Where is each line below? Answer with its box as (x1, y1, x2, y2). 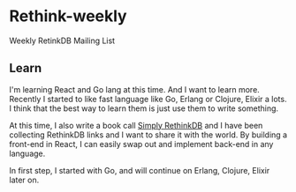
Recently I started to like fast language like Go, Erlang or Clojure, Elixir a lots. (9, 93, 287, 104)
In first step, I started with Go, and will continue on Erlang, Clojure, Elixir (9, 165, 270, 175)
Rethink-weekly (9, 6, 127, 26)
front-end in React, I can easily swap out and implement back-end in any (9, 138, 274, 149)
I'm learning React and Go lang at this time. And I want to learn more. (9, 84, 261, 94)
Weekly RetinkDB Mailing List (9, 35, 116, 46)
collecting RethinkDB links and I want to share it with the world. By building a (9, 129, 288, 140)
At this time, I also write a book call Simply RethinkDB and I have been (9, 120, 263, 130)
